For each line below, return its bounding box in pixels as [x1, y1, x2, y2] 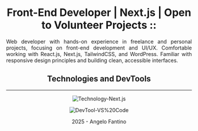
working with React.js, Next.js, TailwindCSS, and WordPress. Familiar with [6, 50, 192, 57]
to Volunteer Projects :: [41, 18, 157, 32]
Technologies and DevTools [47, 74, 151, 84]
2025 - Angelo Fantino [71, 118, 127, 125]
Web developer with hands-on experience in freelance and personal [6, 38, 192, 45]
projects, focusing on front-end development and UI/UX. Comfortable [6, 44, 192, 51]
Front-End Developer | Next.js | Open [6, 6, 192, 19]
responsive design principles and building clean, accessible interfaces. [6, 57, 179, 64]
